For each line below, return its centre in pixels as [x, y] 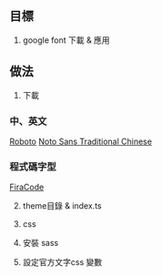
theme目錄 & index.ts [62, 206]
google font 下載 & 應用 [66, 40]
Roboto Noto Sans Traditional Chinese [81, 141]
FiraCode [27, 187]
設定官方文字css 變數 [62, 262]
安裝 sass [40, 243]
